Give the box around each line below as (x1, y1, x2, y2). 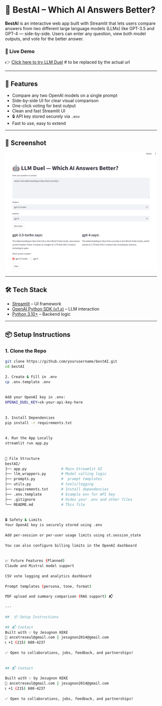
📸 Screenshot (5, 139, 47, 147)
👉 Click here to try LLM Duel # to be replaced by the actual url (5, 59, 130, 65)
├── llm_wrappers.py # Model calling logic (5, 471, 107, 476)
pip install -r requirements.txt (5, 420, 72, 425)
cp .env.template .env (5, 379, 51, 384)
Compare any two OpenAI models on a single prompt (12, 93, 118, 98)
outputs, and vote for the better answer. (5, 36, 84, 42)
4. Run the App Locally (5, 436, 53, 440)
